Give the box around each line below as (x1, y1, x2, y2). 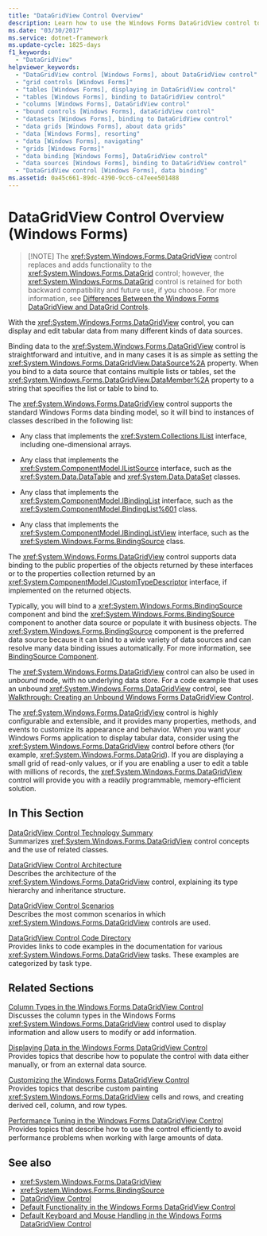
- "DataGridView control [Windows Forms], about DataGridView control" (15, 71, 258, 79)
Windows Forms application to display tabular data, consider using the (8, 732, 239, 743)
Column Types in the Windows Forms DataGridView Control (8, 1002, 204, 1012)
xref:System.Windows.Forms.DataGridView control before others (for (8, 741, 234, 751)
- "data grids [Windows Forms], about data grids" (15, 122, 187, 130)
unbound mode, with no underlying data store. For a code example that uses (8, 675, 259, 685)
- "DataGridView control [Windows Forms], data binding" (15, 167, 208, 175)
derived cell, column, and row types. (8, 1101, 128, 1110)
